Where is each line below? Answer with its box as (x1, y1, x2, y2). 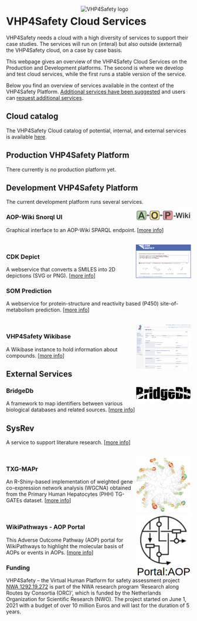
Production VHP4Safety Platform (6, 150, 130, 160)
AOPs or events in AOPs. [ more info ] (6, 549, 94, 556)
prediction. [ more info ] (35, 306, 90, 314)
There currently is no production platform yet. (6, 166, 116, 173)
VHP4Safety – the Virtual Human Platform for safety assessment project (6, 576, 180, 584)
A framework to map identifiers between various (6, 400, 123, 407)
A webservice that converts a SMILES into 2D (6, 266, 116, 273)
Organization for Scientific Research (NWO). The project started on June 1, (6, 595, 186, 602)
